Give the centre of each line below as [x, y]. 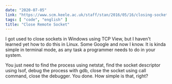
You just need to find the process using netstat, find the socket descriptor [83, 65]
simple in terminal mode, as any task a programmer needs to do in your [80, 50]
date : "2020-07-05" [26, 10]
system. [14, 55]
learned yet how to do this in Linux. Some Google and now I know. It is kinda [86, 45]
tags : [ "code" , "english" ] [36, 19]
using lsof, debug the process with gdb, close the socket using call [76, 71]
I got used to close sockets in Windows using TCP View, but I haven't [78, 39]
